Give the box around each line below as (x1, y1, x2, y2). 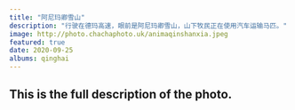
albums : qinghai (9, 54, 69, 63)
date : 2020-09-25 (9, 46, 74, 55)
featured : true (9, 37, 66, 47)
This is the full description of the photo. (9, 87, 233, 102)
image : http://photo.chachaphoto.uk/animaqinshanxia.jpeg (9, 29, 228, 38)
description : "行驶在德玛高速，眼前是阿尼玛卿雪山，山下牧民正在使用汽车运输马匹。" (9, 21, 287, 30)
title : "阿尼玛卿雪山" (9, 12, 85, 22)
